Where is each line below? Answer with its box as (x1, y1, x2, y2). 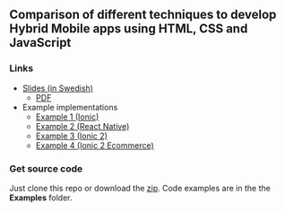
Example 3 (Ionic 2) (35, 130, 108, 141)
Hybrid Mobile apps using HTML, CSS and (9, 22, 248, 37)
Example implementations (22, 102, 118, 112)
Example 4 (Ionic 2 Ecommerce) (35, 139, 154, 151)
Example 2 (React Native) (35, 120, 130, 131)
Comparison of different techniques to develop (9, 7, 277, 22)
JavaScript (9, 35, 72, 50)
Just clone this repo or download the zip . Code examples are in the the (9, 182, 271, 193)
